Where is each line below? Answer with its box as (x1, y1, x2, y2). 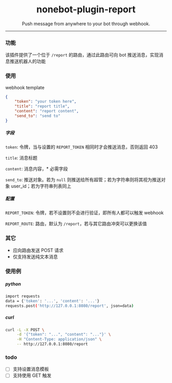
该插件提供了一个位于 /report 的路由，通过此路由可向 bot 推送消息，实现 (5, 52, 159, 58)
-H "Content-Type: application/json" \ (16, 337, 102, 342)
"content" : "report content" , (14, 109, 79, 114)
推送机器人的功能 (9, 58, 46, 65)
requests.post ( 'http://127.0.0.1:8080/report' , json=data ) (5, 303, 134, 309)
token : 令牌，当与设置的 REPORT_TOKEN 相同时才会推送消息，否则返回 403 (5, 144, 158, 150)
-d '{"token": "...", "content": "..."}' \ (16, 332, 111, 337)
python (5, 281, 21, 287)
